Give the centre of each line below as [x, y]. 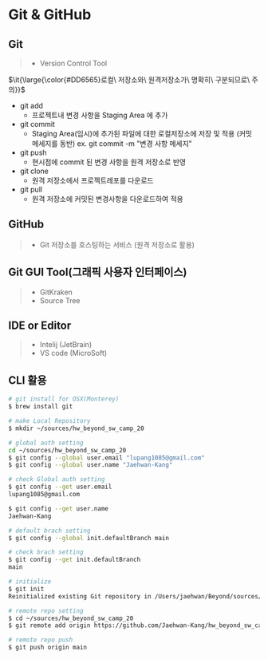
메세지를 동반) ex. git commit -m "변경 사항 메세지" [112, 144]
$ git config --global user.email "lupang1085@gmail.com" [106, 458]
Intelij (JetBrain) [66, 345]
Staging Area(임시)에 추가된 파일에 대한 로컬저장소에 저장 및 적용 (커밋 [142, 134]
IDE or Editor [40, 326]
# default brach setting [49, 531]
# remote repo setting [46, 611]
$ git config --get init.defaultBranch [75, 560]
